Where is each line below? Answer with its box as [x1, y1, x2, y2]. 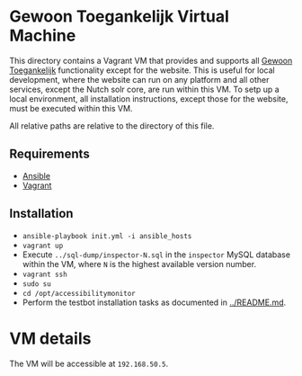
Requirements [9, 147, 90, 162]
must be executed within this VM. [9, 103, 133, 113]
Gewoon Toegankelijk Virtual [9, 6, 229, 27]
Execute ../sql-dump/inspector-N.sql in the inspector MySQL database [22, 249, 290, 260]
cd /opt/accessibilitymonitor [22, 289, 137, 298]
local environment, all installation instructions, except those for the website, [9, 93, 289, 104]
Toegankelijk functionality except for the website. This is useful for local [9, 65, 276, 76]
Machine [9, 25, 76, 46]
